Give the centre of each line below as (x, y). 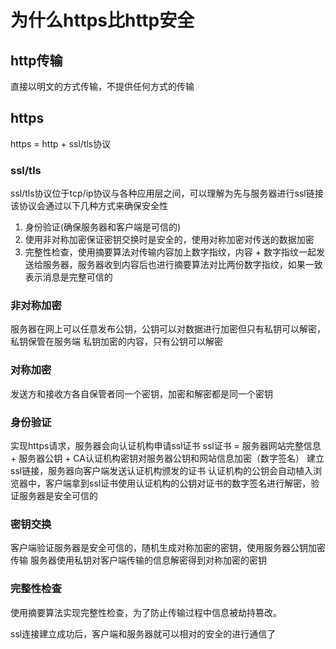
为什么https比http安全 (102, 20)
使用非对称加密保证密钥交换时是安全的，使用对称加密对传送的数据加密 (169, 240)
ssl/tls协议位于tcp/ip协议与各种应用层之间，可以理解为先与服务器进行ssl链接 (167, 193)
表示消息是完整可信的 (68, 277)
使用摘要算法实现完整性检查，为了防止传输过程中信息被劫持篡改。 (146, 612)
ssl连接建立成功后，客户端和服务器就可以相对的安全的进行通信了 (143, 633)
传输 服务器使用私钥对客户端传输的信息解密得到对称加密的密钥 (138, 560)
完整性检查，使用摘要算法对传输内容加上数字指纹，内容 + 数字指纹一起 (170, 252)
